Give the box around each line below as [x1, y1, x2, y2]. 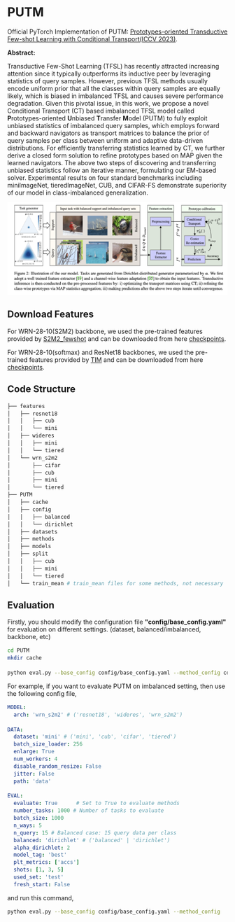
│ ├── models [7, 543, 52, 550]
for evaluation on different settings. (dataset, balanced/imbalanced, [7, 625, 201, 634]
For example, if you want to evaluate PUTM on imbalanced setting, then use [7, 682, 226, 690]
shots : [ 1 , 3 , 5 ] [13, 866, 64, 874]
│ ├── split [7, 550, 49, 557]
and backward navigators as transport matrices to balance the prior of [7, 129, 210, 137]
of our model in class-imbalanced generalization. [7, 188, 148, 197]
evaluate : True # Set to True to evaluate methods [13, 799, 180, 807]
